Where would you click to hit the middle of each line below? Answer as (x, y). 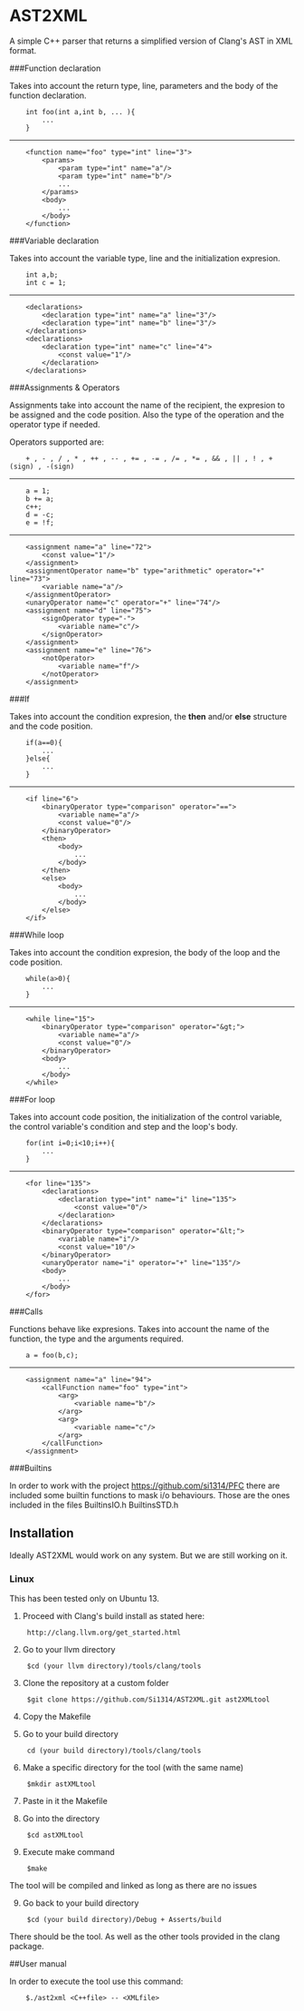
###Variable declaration (54, 240)
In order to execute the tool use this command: (96, 1982)
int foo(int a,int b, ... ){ (81, 112)
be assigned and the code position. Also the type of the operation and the (147, 415)
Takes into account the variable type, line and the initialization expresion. (145, 258)
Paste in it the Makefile (65, 1801)
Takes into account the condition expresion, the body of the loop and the (145, 952)
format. (23, 50)
